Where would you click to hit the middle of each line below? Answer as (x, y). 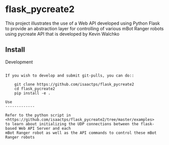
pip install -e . (33, 93)
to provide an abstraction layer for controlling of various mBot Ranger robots (84, 28)
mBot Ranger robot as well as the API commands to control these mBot (81, 133)
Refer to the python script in (38, 115)
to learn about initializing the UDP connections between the (72, 124)
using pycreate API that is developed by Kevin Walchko (62, 34)
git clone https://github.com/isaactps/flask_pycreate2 (74, 84)
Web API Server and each (45, 128)
